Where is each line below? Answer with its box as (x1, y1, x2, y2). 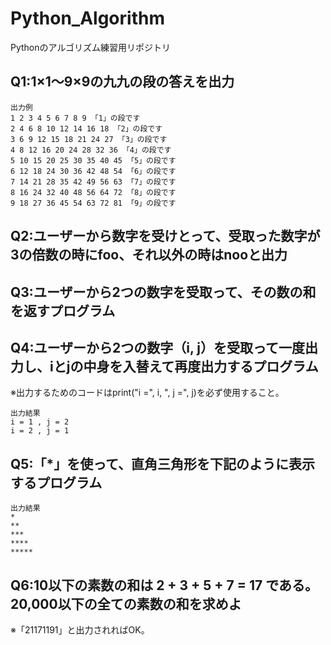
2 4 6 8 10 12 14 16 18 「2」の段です (10, 123, 163, 134)
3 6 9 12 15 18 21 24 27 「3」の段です (10, 134, 168, 144)
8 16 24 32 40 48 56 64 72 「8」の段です (10, 187, 177, 197)
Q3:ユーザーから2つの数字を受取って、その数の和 (10, 283, 317, 301)
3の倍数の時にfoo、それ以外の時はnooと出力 (10, 247, 288, 264)
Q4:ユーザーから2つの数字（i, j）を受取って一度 (10, 339, 306, 356)
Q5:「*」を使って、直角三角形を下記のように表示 (10, 455, 316, 472)
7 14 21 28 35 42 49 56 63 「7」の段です (10, 177, 177, 187)
